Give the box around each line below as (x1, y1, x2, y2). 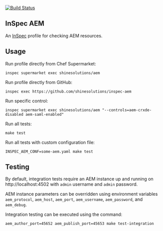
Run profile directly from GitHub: (5, 79, 73, 85)
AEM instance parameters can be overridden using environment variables (5, 191, 158, 197)
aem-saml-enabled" (25, 112, 64, 117)
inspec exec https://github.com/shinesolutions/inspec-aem (5, 89, 132, 94)
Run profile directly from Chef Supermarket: (5, 60, 97, 66)
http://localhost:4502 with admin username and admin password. (5, 181, 138, 187)
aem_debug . (5, 202, 27, 208)
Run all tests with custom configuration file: (5, 139, 95, 145)
